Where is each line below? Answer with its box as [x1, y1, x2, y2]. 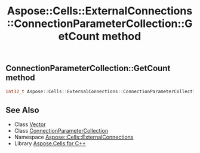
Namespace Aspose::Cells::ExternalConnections [14, 133, 134, 141]
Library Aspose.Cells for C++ [14, 140, 86, 147]
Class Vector [14, 121, 46, 128]
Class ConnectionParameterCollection [14, 127, 109, 134]
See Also [5, 105, 39, 115]
